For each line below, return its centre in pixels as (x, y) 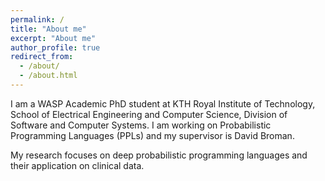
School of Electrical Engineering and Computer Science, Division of (149, 114)
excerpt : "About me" (53, 38)
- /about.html (48, 76)
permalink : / (37, 19)
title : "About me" (48, 29)
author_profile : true (55, 47)
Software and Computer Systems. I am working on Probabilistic (141, 125)
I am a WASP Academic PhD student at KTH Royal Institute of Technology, (163, 103)
